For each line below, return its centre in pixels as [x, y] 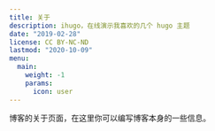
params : [39, 83]
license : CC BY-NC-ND [49, 42]
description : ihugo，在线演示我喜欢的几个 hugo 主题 [100, 26]
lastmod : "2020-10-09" [51, 50]
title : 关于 [30, 17]
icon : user [53, 91]
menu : [19, 58]
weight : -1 [45, 75]
